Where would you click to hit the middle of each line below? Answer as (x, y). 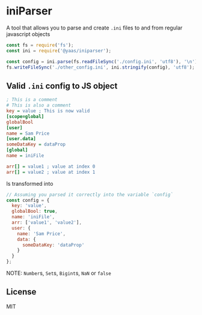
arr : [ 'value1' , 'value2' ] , (47, 222)
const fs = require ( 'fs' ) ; (40, 45)
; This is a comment (32, 100)
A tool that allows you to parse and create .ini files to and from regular (94, 28)
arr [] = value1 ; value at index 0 (51, 167)
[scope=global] (25, 116)
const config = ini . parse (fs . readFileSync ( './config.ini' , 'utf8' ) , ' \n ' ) (102, 61)
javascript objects (28, 34)
